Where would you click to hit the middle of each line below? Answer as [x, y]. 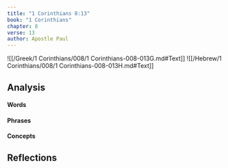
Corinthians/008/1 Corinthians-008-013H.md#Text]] [80, 66]
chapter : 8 [23, 26]
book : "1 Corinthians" [39, 20]
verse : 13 [21, 33]
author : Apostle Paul [38, 39]
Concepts [21, 136]
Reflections [32, 157]
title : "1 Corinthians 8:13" [49, 13]
